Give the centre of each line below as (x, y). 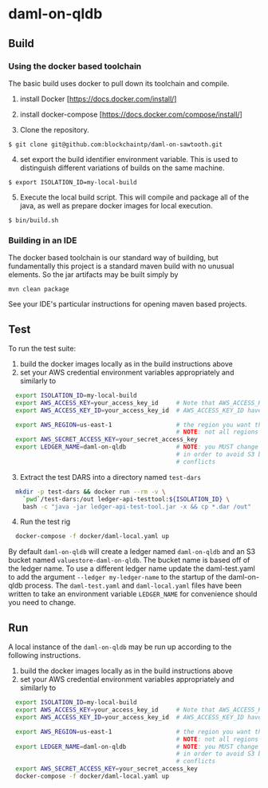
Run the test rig (45, 522)
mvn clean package (39, 289)
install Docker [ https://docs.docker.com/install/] (98, 99)
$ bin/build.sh (33, 220)
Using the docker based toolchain (75, 66)
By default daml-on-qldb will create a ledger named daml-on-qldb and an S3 (132, 552)
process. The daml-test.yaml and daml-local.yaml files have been (133, 586)
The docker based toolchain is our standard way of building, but (114, 258)
